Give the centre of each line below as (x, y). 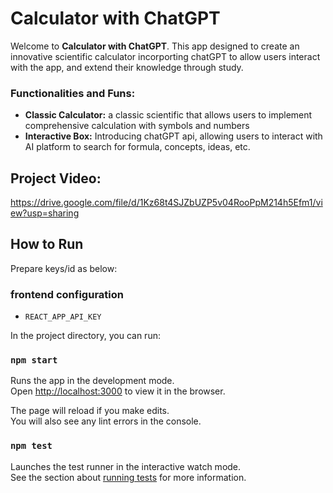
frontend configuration (67, 294)
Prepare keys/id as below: (64, 268)
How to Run (47, 244)
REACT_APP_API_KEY (63, 317)
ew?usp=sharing (45, 213)
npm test (31, 446)
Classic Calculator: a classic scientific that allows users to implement (168, 115)
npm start (34, 360)
